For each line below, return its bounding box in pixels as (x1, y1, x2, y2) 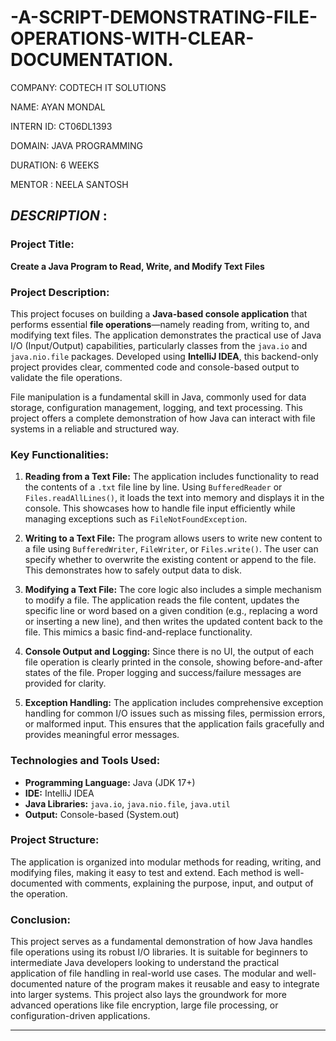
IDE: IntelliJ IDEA (24, 787, 95, 799)
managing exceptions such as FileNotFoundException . (24, 513, 248, 525)
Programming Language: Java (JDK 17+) (24, 776, 196, 788)
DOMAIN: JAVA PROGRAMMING (10, 139, 143, 151)
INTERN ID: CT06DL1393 (10, 120, 113, 132)
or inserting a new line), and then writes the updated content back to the (24, 616, 323, 628)
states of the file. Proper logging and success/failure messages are (24, 667, 302, 679)
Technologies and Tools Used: (10, 754, 161, 768)
